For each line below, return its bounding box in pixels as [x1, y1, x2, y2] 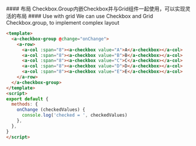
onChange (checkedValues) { [16, 107, 85, 113]
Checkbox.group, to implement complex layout [6, 19, 119, 26]
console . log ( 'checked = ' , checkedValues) [21, 113, 128, 118]
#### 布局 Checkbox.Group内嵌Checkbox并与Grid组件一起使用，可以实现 [6, 5, 185, 12]
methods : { [11, 101, 38, 107]
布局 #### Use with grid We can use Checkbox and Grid [16, 13, 153, 19]
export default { [6, 96, 49, 102]
